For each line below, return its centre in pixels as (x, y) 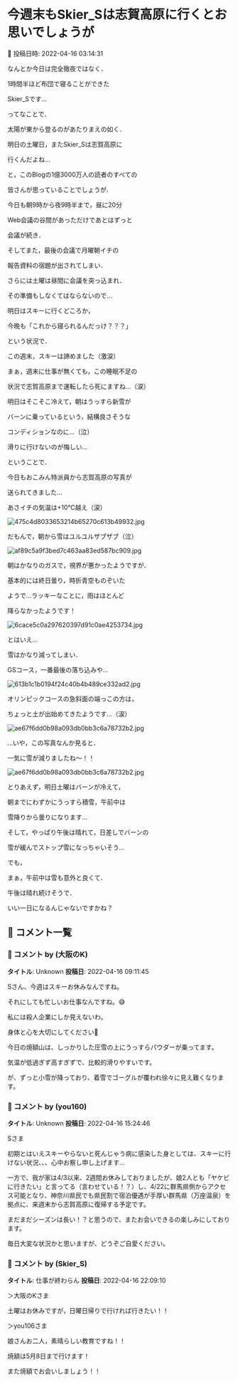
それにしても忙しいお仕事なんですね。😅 (66, 1002)
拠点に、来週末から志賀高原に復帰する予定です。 (79, 1204)
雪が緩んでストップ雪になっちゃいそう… (66, 847)
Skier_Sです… (27, 99)
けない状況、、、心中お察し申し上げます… (66, 1162)
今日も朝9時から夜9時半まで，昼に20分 (65, 204)
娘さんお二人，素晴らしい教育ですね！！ (66, 1341)
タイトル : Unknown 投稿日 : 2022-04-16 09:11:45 (78, 971)
